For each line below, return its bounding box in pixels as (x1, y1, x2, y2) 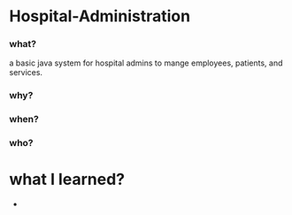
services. (9, 67, 42, 78)
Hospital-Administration (9, 6, 191, 27)
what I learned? (9, 170, 126, 189)
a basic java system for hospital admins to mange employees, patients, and (9, 58, 283, 68)
